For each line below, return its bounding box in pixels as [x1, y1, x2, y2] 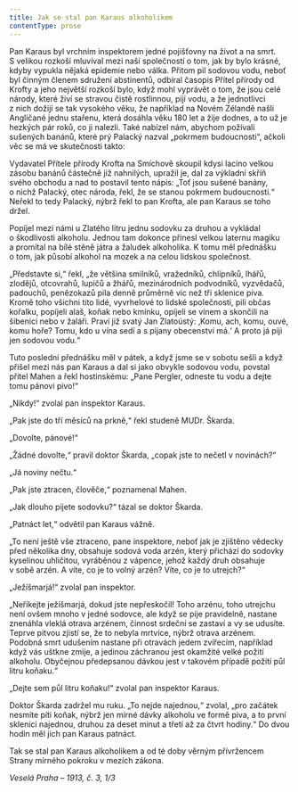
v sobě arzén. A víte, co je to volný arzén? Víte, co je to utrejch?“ [9, 564, 246, 575]
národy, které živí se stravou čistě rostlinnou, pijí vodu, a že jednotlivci [9, 93, 266, 103]
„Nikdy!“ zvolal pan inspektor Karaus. [9, 398, 146, 408]
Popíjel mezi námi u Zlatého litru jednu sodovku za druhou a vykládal [9, 222, 261, 233]
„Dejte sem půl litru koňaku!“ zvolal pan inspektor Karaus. [9, 682, 220, 693]
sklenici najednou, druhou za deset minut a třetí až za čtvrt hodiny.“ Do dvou [9, 719, 290, 730]
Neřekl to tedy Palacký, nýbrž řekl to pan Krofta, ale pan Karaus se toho [9, 195, 271, 206]
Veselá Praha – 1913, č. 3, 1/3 [9, 772, 116, 783]
